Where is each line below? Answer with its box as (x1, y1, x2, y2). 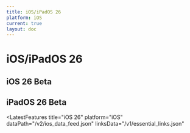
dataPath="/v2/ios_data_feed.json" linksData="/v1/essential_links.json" (6, 120, 185, 127)
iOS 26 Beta (6, 76, 52, 87)
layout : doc (6, 26, 37, 32)
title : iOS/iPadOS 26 (6, 9, 62, 15)
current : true (6, 20, 43, 26)
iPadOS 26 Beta (6, 97, 67, 107)
